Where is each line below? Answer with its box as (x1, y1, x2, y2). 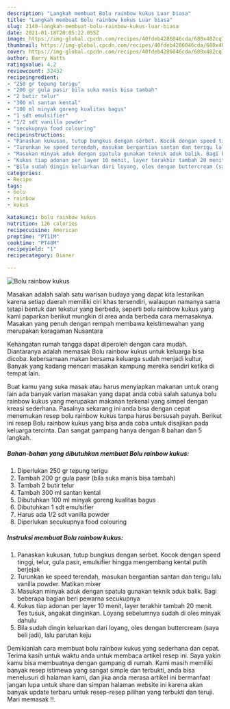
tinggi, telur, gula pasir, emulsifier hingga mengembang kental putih (16, 557, 207, 566)
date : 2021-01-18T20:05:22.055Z (7, 29, 99, 36)
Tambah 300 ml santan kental (16, 488, 101, 496)
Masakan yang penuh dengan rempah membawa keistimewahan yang (7, 320, 205, 327)
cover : (7, 49, 26, 56)
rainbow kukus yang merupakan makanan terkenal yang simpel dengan (7, 397, 209, 405)
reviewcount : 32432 (7, 67, 63, 74)
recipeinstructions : (7, 131, 66, 138)
